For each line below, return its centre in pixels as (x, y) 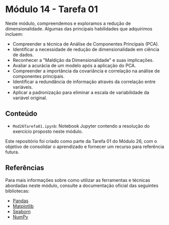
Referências (25, 168)
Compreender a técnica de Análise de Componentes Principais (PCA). (86, 44)
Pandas (21, 201)
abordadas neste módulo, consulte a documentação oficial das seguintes (82, 185)
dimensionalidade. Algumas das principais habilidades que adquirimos (79, 28)
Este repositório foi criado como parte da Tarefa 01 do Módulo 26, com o (81, 141)
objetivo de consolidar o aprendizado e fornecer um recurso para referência (85, 146)
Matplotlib (23, 206)
